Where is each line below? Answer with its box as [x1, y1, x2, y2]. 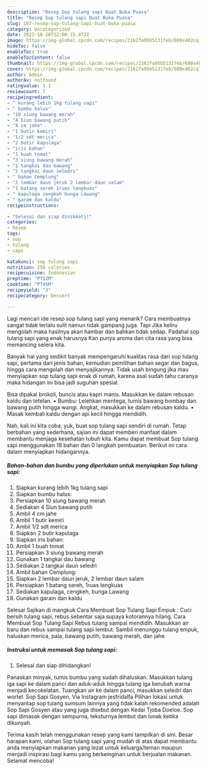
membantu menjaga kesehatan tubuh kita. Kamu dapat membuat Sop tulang [7, 435, 199, 442]
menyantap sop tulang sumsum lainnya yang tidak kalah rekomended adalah [7, 699, 200, 707]
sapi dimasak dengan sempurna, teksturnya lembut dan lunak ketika [7, 712, 179, 719]
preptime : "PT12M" [7, 276, 54, 282]
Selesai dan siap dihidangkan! [15, 661, 91, 669]
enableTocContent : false [7, 54, 70, 61]
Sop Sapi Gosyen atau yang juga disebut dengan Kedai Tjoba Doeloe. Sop [7, 706, 194, 713]
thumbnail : [7, 60, 35, 66]
